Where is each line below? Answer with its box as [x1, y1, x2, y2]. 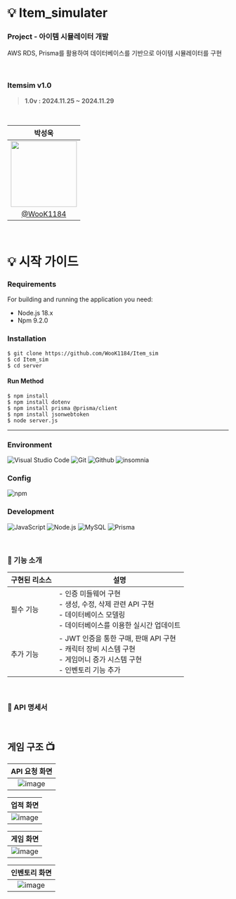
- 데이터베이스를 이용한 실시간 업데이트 [58, 620, 181, 630]
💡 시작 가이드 [7, 254, 79, 270]
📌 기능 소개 [7, 555, 42, 565]
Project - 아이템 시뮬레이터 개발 [7, 32, 109, 41]
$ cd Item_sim [7, 356, 49, 363]
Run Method [7, 377, 44, 386]
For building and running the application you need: [7, 295, 153, 303]
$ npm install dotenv [7, 398, 71, 405]
